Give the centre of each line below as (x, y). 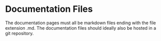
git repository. (19, 33)
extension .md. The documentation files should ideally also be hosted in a (81, 28)
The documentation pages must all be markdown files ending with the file (80, 23)
